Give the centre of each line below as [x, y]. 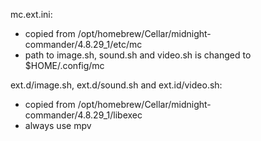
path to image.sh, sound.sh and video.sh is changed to [138, 55]
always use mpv [58, 125]
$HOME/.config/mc [64, 65]
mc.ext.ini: [31, 14]
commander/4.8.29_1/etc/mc [83, 44]
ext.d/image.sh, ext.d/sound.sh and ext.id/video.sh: [116, 85]
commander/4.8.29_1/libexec [83, 115]
